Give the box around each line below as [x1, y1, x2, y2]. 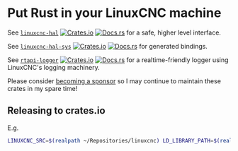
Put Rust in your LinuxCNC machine [7, 5, 222, 21]
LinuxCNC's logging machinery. [7, 63, 101, 71]
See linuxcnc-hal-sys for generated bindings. [7, 42, 208, 50]
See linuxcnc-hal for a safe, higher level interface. [7, 28, 222, 37]
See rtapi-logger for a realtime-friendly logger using [7, 55, 229, 64]
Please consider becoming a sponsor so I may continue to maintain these [7, 76, 222, 85]
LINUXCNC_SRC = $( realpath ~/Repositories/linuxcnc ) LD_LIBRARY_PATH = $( [7, 137, 220, 144]
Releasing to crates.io [7, 104, 106, 117]
